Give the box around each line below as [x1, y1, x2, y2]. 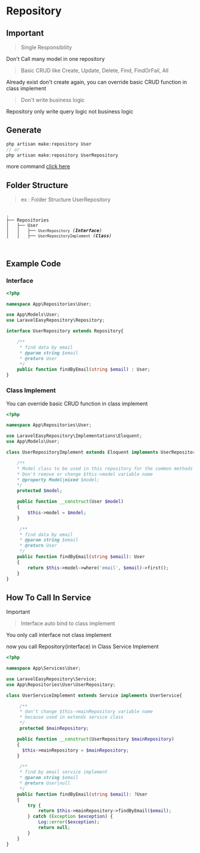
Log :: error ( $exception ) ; [37, 819, 100, 825]
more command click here [6, 163, 70, 170]
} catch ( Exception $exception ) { [27, 814, 113, 820]
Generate [6, 125, 42, 136]
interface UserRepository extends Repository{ [6, 328, 124, 334]
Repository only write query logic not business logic [6, 108, 134, 115]
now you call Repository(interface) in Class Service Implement [6, 643, 159, 650]
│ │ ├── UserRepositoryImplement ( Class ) [6, 233, 112, 239]
